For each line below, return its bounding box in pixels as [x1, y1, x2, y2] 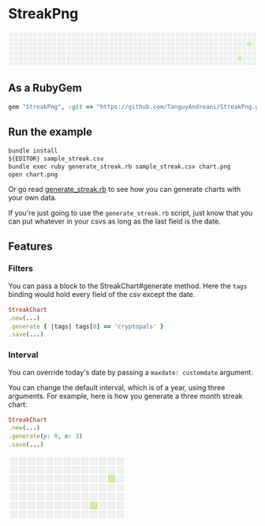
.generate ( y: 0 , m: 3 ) [8, 432, 83, 441]
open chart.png [8, 171, 58, 178]
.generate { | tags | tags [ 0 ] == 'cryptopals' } [8, 322, 164, 330]
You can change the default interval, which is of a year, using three [8, 382, 226, 392]
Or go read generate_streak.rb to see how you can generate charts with [8, 185, 241, 194]
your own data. [8, 193, 58, 202]
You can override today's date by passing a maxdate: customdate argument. [8, 367, 254, 377]
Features [8, 239, 53, 253]
